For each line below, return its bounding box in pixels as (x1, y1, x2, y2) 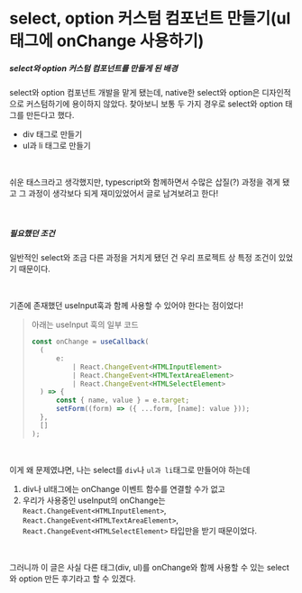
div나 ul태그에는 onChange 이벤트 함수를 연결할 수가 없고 (22, 483, 225, 494)
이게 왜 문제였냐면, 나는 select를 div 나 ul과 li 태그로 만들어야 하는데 (9, 464, 251, 475)
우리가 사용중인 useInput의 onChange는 (22, 495, 166, 506)
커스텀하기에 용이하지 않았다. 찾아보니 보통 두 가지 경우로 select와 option (25, 98, 284, 109)
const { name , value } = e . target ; (55, 396, 190, 406)
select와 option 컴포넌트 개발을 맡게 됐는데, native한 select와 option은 (9, 87, 261, 98)
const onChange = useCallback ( (31, 337, 150, 347)
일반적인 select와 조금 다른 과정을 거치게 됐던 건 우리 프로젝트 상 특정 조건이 (9, 252, 277, 263)
